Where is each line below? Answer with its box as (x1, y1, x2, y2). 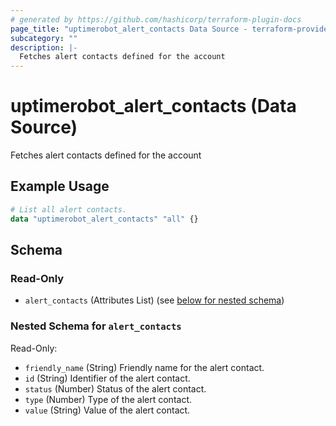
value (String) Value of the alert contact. (24, 404, 191, 416)
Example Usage (10, 178, 110, 195)
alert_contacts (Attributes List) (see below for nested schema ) (24, 294, 285, 306)
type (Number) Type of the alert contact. (24, 393, 192, 405)
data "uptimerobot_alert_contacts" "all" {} (10, 214, 199, 224)
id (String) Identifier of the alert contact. (24, 372, 191, 384)
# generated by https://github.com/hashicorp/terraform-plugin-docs (10, 14, 302, 25)
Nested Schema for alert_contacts (10, 319, 182, 333)
